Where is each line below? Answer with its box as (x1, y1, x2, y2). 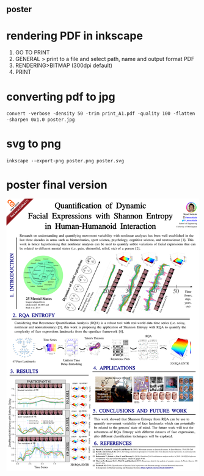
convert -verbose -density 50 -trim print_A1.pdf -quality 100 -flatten (6, 110, 195, 117)
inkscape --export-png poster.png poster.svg (6, 158, 124, 164)
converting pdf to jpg (6, 90, 115, 104)
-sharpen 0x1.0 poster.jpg (6, 117, 75, 123)
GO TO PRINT (15, 49, 50, 56)
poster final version (6, 178, 108, 192)
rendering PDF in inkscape (6, 29, 144, 43)
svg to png (6, 137, 61, 151)
